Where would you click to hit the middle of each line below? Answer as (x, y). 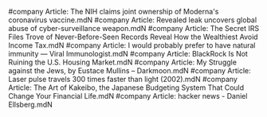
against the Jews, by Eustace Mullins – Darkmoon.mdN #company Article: (130, 70)
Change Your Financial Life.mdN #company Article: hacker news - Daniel (128, 96)
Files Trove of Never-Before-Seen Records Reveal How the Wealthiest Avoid (133, 37)
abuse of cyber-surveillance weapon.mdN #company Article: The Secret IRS (134, 28)
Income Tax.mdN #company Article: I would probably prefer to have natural (132, 45)
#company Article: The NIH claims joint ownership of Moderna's (114, 12)
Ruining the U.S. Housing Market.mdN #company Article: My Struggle (123, 62)
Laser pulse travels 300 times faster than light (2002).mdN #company (123, 79)
